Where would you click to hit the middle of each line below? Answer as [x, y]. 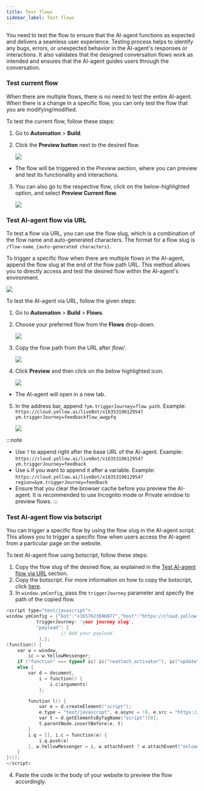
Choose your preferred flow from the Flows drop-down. [85, 324]
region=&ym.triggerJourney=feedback [61, 482]
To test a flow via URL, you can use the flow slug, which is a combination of [101, 234]
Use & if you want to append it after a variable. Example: [85, 470]
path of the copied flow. [45, 600]
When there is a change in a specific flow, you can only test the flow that [97, 103]
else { [25, 668]
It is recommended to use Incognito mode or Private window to [111, 495]
